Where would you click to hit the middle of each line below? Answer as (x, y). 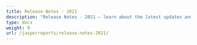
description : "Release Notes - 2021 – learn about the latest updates (94, 17)
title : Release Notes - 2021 (42, 11)
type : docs (19, 22)
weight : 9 (18, 28)
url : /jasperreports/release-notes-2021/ (57, 33)
